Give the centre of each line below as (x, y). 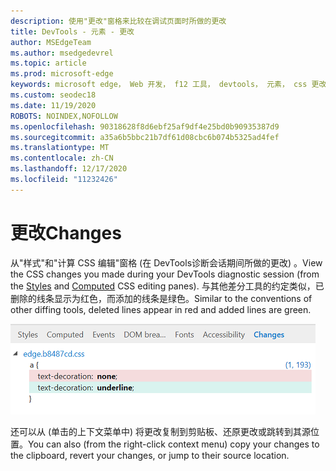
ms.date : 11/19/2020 (53, 105)
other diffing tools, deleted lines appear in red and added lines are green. (161, 309)
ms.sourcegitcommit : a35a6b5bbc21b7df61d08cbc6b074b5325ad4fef (145, 137)
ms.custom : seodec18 (53, 95)
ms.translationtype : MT (60, 148)
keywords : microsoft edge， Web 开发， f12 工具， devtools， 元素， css (159, 85)
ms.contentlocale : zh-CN (62, 158)
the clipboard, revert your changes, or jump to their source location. (150, 455)
